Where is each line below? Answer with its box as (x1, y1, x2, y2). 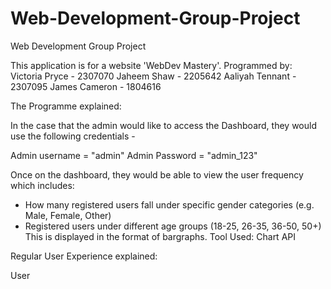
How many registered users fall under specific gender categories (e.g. (24, 198, 315, 211)
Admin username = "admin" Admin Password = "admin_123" (10, 149, 258, 161)
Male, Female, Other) (24, 209, 112, 221)
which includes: (10, 179, 75, 191)
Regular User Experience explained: (10, 250, 158, 262)
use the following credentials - (10, 130, 136, 142)
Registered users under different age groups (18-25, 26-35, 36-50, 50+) (24, 220, 322, 232)
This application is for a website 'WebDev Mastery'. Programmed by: (10, 59, 293, 71)
